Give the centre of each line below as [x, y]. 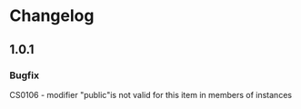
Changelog [52, 16]
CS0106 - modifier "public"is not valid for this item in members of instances [151, 94]
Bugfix [24, 75]
